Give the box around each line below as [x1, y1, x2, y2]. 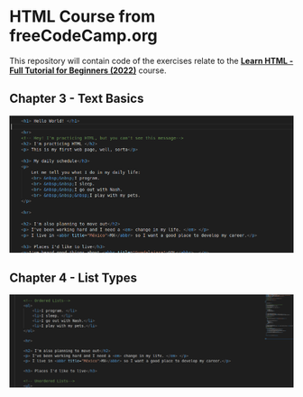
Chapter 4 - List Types [9, 271, 138, 286]
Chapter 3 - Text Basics [9, 91, 144, 106]
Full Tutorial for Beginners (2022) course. [9, 65, 167, 76]
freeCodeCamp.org [9, 25, 158, 46]
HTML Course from [9, 6, 156, 27]
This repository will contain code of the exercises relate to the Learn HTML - [9, 55, 294, 66]
